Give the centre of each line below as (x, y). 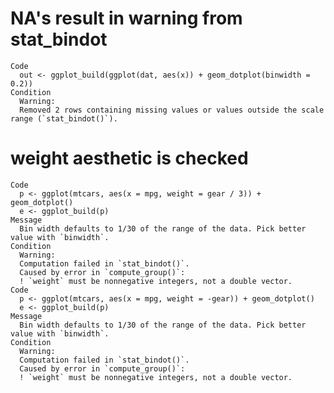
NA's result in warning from (126, 18)
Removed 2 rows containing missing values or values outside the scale (172, 110)
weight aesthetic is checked (129, 158)
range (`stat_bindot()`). (64, 118)
